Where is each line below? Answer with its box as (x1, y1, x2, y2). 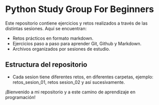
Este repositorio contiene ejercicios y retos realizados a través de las (5, 20, 148, 26)
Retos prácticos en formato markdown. (12, 35, 94, 41)
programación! (5, 94, 36, 100)
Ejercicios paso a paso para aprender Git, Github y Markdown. (12, 40, 142, 46)
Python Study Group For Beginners (5, 4, 154, 15)
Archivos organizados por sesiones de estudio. (12, 46, 111, 52)
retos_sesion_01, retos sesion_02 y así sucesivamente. (12, 79, 125, 85)
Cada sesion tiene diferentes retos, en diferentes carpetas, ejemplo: (12, 74, 153, 80)
